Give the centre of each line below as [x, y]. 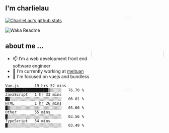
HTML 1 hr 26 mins [33, 103]
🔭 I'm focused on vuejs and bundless [51, 76]
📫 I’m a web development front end [50, 58]
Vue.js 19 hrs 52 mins [36, 86]
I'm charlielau [27, 8]
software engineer [31, 65]
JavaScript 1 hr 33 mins [33, 94]
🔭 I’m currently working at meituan [48, 71]
